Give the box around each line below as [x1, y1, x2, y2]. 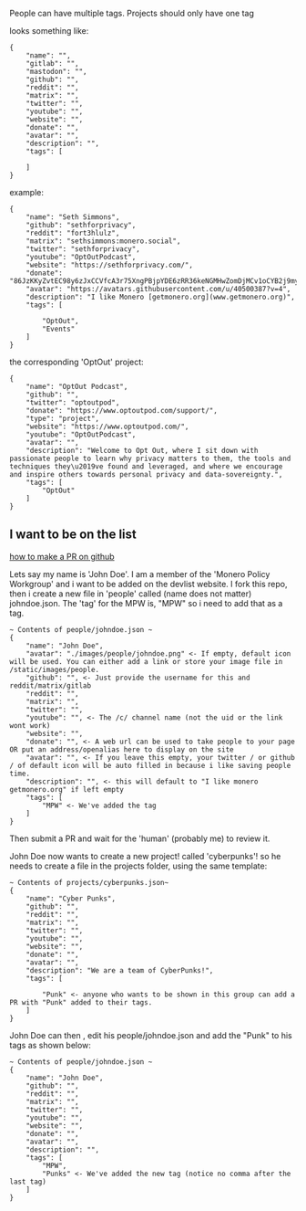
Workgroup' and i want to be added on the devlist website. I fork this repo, [9, 578, 289, 589]
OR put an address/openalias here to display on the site [9, 744, 234, 754]
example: [9, 187, 44, 197]
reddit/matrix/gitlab [9, 680, 92, 690]
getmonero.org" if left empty [9, 785, 125, 794]
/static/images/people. [9, 665, 100, 674]
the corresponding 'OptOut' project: [9, 356, 144, 367]
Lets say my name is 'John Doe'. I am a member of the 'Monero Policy [9, 568, 270, 579]
